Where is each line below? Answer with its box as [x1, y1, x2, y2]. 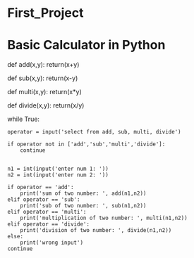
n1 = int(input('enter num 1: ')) [7, 165, 109, 173]
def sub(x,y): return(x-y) [7, 74, 78, 82]
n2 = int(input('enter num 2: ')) [7, 172, 109, 179]
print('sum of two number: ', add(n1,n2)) [20, 190, 147, 198]
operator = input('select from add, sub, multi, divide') [7, 129, 181, 136]
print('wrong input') [20, 239, 83, 247]
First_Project [7, 5, 84, 21]
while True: [7, 115, 40, 124]
